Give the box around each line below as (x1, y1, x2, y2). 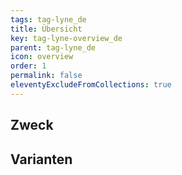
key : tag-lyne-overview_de (10, 33, 123, 43)
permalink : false (10, 71, 83, 81)
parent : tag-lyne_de (10, 42, 97, 53)
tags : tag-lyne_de (10, 14, 87, 25)
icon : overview (10, 52, 74, 62)
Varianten (10, 151, 73, 168)
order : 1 (10, 61, 47, 71)
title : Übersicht (10, 24, 83, 34)
